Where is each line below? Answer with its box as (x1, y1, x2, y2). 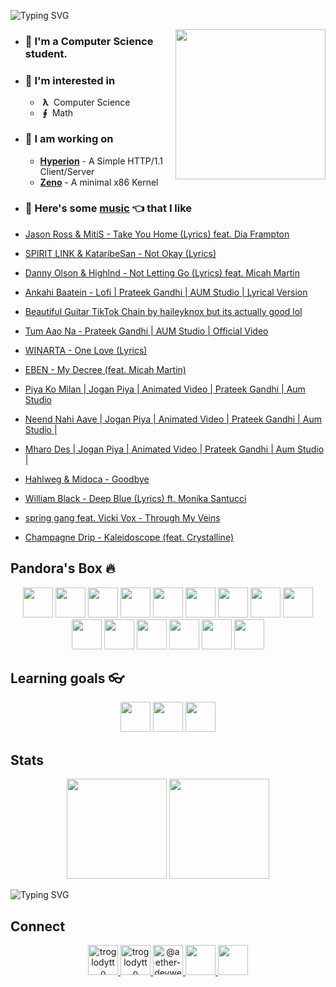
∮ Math (42, 107, 74, 119)
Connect (10, 918, 66, 935)
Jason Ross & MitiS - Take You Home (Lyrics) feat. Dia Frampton (24, 228, 290, 240)
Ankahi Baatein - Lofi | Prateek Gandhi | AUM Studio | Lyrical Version (24, 286, 308, 298)
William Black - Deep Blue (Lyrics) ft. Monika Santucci (24, 492, 247, 504)
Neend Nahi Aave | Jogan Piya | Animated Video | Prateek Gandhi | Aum (24, 413, 322, 425)
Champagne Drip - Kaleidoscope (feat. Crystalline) (24, 531, 235, 543)
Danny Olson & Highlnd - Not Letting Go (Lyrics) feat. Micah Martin (24, 266, 300, 279)
